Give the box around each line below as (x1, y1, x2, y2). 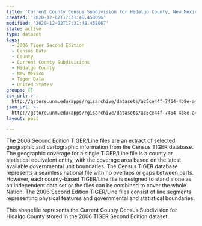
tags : (6, 37, 20, 43)
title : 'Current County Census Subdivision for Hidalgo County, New (6, 8, 182, 15)
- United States (11, 82, 52, 88)
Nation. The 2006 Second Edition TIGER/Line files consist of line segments (6, 188, 192, 196)
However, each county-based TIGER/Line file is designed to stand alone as (6, 175, 192, 183)
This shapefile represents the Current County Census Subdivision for (6, 206, 177, 214)
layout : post (6, 115, 39, 121)
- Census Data (11, 48, 47, 54)
